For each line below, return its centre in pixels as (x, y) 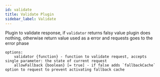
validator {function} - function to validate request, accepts (80, 57)
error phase (17, 43)
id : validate (19, 10)
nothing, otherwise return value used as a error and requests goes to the (79, 38)
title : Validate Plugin (30, 14)
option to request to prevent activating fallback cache (65, 70)
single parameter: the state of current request (56, 61)
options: (14, 52)
